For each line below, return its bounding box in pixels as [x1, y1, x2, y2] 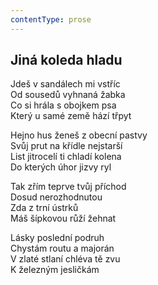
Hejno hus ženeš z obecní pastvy [10, 129, 148, 141]
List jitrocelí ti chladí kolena [10, 151, 122, 163]
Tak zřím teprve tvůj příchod [10, 181, 127, 193]
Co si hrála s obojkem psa [10, 99, 117, 111]
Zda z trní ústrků [10, 202, 79, 214]
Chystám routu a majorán [10, 242, 115, 255]
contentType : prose [10, 14, 92, 25]
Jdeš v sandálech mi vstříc [10, 78, 121, 90]
